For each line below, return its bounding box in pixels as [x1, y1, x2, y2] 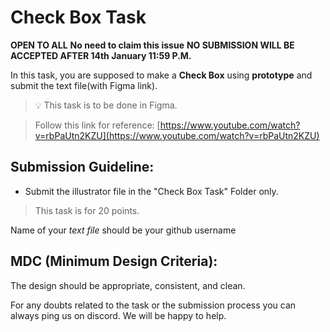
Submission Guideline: [10, 159, 155, 176]
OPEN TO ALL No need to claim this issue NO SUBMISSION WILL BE [10, 39, 295, 51]
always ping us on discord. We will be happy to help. [10, 309, 227, 321]
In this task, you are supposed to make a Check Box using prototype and [10, 69, 313, 81]
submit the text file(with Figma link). [10, 79, 158, 91]
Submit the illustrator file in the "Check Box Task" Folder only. [24, 185, 279, 197]
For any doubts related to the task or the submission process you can [10, 299, 297, 311]
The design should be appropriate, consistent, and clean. [10, 279, 246, 291]
